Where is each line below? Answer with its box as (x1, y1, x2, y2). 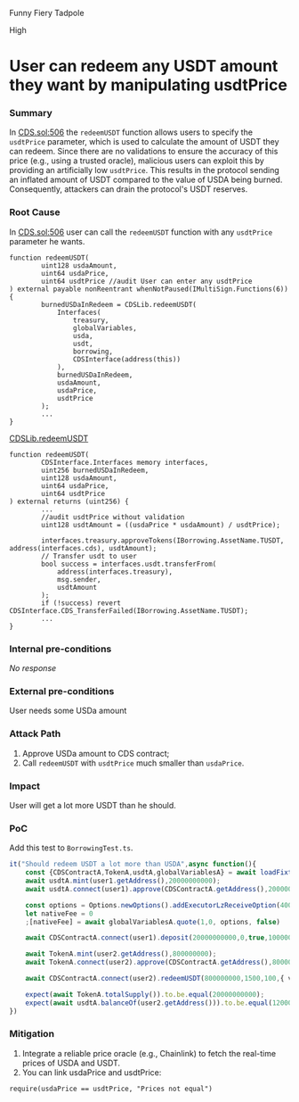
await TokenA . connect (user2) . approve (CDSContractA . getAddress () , (25, 958, 273, 967)
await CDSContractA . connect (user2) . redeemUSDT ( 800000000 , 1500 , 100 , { (25, 974, 285, 983)
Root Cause (9, 206, 61, 219)
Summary (9, 107, 53, 120)
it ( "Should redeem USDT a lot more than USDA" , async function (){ (9, 860, 256, 869)
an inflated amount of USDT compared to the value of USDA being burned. (9, 174, 283, 186)
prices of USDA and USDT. (21, 1057, 121, 1068)
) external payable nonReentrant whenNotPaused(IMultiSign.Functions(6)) (9, 285, 289, 294)
